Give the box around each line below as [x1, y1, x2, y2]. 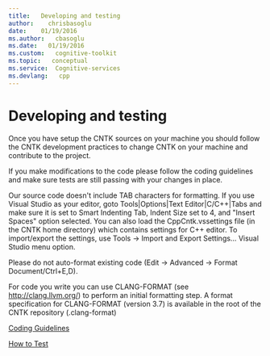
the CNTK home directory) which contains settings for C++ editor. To [8, 224, 238, 234]
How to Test [8, 338, 48, 348]
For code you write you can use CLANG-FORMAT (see [8, 282, 189, 291]
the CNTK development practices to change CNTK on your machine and [8, 142, 248, 152]
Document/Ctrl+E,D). [8, 266, 78, 275]
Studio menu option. [8, 241, 76, 251]
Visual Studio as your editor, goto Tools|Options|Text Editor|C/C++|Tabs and [8, 199, 262, 208]
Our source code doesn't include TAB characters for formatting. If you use [8, 191, 255, 200]
